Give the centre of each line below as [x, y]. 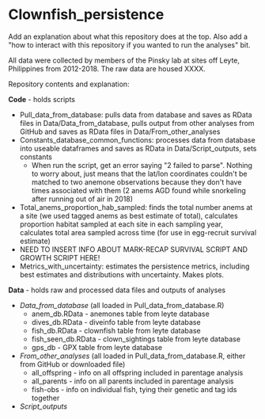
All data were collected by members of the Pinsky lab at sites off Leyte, [124, 60]
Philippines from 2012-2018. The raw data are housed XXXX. [107, 68]
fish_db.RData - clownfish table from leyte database [116, 330]
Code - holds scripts [42, 99]
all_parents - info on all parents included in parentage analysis [132, 381]
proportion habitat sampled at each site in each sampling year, [121, 224]
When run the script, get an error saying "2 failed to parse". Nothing [142, 165]
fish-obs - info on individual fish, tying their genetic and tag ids [134, 389]
